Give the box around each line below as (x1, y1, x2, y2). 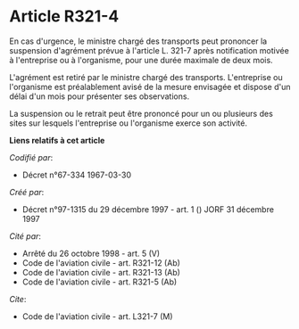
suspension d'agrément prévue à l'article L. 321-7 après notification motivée (9, 45, 290, 55)
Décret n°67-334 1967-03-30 (21, 169, 132, 180)
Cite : (9, 293, 27, 304)
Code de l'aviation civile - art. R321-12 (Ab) (21, 257, 181, 268)
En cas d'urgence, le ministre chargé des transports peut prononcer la (9, 36, 268, 46)
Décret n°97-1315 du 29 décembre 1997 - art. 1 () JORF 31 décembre (21, 203, 275, 215)
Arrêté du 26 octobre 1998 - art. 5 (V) (21, 248, 161, 259)
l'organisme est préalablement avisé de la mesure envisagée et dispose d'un (9, 81, 291, 92)
